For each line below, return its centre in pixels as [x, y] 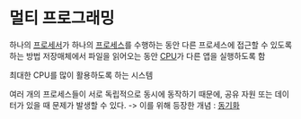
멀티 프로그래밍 [62, 18]
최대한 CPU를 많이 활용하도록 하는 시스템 [81, 75]
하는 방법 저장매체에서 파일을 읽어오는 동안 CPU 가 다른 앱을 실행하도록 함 [137, 55]
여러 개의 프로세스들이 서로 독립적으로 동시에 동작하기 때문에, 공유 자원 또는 [141, 94]
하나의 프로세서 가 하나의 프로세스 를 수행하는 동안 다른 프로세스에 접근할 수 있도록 [151, 45]
